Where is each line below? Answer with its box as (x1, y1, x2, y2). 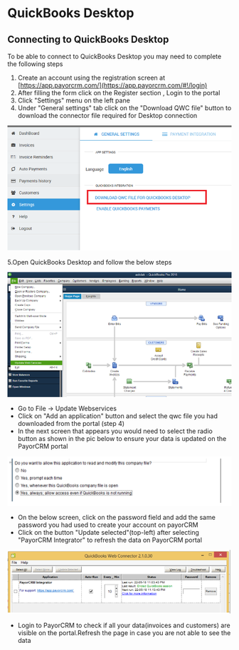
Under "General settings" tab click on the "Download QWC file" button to (17, 104, 232, 112)
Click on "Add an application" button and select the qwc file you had (17, 412, 218, 420)
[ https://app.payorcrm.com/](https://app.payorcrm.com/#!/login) (17, 81, 208, 90)
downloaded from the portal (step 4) (17, 420, 125, 428)
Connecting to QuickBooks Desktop (7, 33, 169, 46)
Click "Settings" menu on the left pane (17, 96, 130, 105)
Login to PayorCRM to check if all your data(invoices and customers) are (17, 621, 230, 630)
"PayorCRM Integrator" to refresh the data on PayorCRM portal (17, 536, 203, 544)
